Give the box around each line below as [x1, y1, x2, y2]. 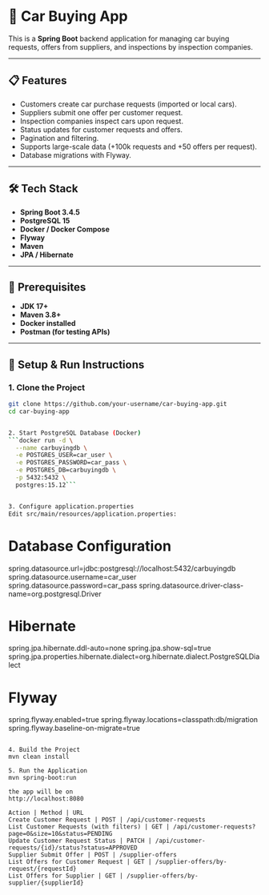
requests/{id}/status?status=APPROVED [8, 844, 138, 852]
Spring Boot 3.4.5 [19, 207, 80, 217]
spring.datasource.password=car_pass [8, 580, 138, 590]
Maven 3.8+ [19, 310, 62, 319]
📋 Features [8, 74, 67, 87]
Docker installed [19, 319, 76, 328]
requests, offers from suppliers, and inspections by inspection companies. [8, 42, 254, 51]
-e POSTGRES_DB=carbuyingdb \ [15, 466, 116, 475]
